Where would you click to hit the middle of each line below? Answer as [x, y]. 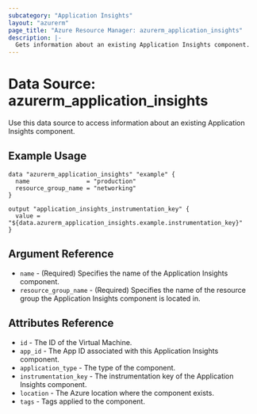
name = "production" [76, 181]
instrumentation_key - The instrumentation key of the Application [127, 376]
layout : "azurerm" [38, 23]
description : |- [35, 38]
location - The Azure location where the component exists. [117, 393]
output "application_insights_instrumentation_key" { [99, 209]
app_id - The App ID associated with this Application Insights [119, 351]
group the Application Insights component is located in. [110, 298]
